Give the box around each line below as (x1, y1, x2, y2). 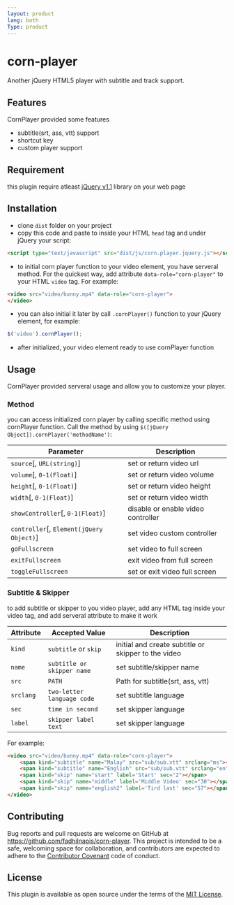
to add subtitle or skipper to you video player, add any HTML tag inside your (7, 604, 225, 612)
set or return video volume (127, 470, 214, 479)
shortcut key (17, 136, 54, 145)
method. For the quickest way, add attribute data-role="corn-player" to (17, 270, 224, 278)
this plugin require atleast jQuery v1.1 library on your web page (7, 182, 186, 191)
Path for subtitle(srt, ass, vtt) (116, 676, 210, 686)
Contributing (7, 811, 64, 823)
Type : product (7, 23, 49, 30)
